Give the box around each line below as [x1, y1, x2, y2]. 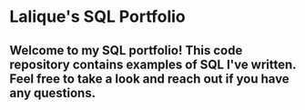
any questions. [9, 85, 97, 101]
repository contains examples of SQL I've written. [9, 56, 297, 72]
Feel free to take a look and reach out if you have [9, 71, 290, 86]
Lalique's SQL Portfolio [9, 6, 187, 27]
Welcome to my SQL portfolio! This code [9, 43, 243, 58]
